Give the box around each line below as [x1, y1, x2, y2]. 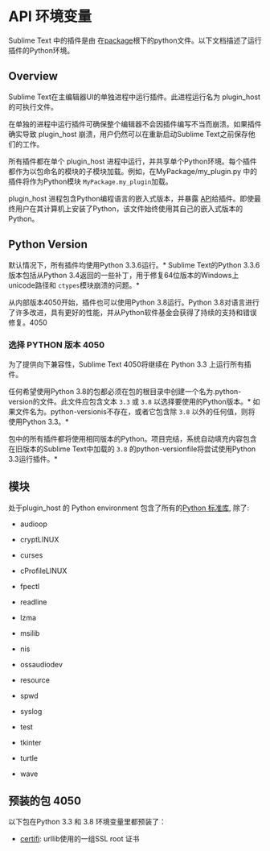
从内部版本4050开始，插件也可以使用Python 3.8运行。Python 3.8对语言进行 [8, 297, 260, 307]
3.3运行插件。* [8, 454, 58, 463]
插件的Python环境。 [8, 45, 75, 55]
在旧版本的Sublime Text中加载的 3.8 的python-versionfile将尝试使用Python [8, 444, 256, 454]
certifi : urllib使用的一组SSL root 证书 [19, 834, 140, 844]
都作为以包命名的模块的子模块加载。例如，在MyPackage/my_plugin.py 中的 [8, 166, 258, 176]
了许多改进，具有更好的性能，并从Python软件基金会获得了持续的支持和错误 [8, 307, 257, 317]
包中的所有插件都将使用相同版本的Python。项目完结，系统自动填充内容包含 [8, 434, 257, 443]
